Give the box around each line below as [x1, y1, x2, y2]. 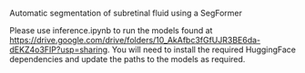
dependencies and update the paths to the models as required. [9, 54, 246, 64]
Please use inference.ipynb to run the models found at [9, 25, 213, 35]
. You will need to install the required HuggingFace [107, 44, 297, 55]
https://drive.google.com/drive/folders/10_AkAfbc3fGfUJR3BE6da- [9, 35, 261, 45]
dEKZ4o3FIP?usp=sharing [9, 44, 108, 55]
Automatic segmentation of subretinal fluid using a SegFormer [9, 8, 243, 18]
